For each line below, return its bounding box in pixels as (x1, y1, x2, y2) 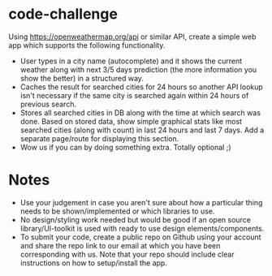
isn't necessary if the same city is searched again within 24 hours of (19, 90, 249, 100)
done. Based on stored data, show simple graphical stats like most (19, 116, 242, 126)
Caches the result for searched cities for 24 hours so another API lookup (19, 82, 264, 92)
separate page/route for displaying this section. (19, 133, 179, 143)
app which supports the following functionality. (8, 40, 166, 50)
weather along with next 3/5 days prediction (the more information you (19, 64, 257, 74)
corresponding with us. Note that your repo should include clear (19, 249, 235, 259)
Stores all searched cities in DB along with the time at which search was (19, 107, 261, 118)
